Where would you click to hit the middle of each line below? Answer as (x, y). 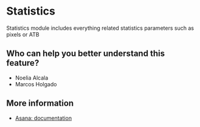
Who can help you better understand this (86, 54)
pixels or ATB (23, 34)
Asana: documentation (43, 118)
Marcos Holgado (36, 84)
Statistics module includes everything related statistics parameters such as (100, 28)
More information (40, 104)
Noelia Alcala (32, 78)
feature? (23, 63)
